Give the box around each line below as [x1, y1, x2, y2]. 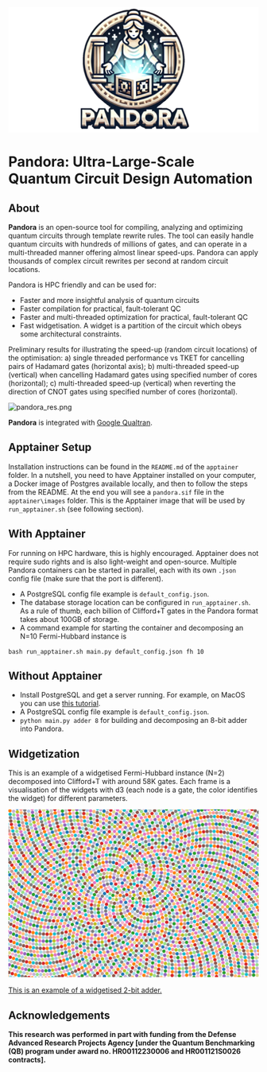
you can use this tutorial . [19, 699, 101, 709]
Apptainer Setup [8, 441, 92, 454]
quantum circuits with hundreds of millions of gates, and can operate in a [8, 239, 248, 249]
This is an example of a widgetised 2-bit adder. [8, 985, 163, 995]
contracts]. [8, 1055, 46, 1065]
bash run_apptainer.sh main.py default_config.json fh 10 [8, 647, 204, 655]
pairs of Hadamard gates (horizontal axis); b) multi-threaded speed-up [8, 362, 240, 371]
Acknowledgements [8, 1008, 110, 1022]
